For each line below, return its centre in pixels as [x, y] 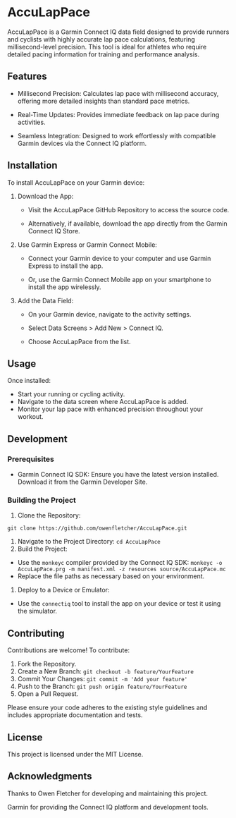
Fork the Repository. [47, 664]
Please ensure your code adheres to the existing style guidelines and [107, 708]
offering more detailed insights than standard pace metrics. [104, 101]
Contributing [36, 633]
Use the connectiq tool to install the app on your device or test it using [119, 604]
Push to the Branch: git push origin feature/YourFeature [102, 686]
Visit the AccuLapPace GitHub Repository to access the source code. [129, 209]
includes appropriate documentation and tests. [75, 715]
